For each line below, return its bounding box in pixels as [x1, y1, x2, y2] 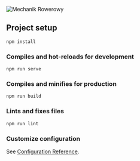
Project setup [6, 23, 58, 33]
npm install [6, 39, 36, 45]
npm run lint [6, 120, 39, 126]
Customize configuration [6, 134, 81, 143]
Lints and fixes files [6, 107, 65, 116]
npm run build [6, 93, 42, 100]
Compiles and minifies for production [6, 80, 117, 88]
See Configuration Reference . [6, 148, 80, 155]
